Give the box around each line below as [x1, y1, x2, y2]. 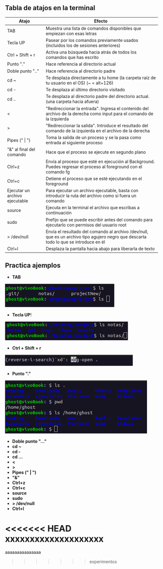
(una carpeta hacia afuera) [46, 98, 99, 104]
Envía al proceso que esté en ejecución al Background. [46, 158, 155, 164]
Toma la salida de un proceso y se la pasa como [46, 135, 142, 140]
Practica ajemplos [5, 261, 61, 270]
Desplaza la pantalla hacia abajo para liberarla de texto [46, 246, 155, 252]
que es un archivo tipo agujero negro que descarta [46, 234, 147, 239]
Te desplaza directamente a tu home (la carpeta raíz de [46, 75, 156, 80]
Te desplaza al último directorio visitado [46, 87, 125, 93]
